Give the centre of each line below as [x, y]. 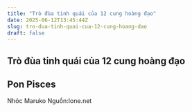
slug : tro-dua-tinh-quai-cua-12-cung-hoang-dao [77, 26]
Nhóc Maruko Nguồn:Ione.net [50, 101]
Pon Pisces [32, 85]
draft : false [26, 33]
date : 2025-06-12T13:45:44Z [48, 20]
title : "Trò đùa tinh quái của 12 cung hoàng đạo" [82, 13]
